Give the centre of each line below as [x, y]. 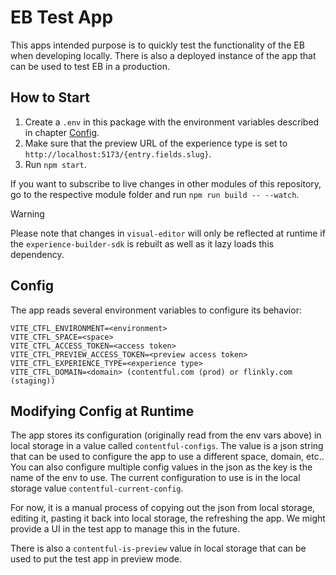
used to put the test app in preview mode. [96, 559]
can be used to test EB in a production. [90, 66]
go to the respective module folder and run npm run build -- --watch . [155, 194]
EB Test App [62, 17]
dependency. [37, 254]
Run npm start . [55, 164]
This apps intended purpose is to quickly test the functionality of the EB [157, 45]
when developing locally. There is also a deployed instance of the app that [163, 55]
